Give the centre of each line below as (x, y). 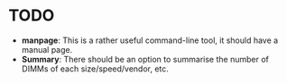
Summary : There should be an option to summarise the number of (145, 59)
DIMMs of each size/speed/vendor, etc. (95, 69)
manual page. (47, 49)
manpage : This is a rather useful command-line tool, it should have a (150, 40)
